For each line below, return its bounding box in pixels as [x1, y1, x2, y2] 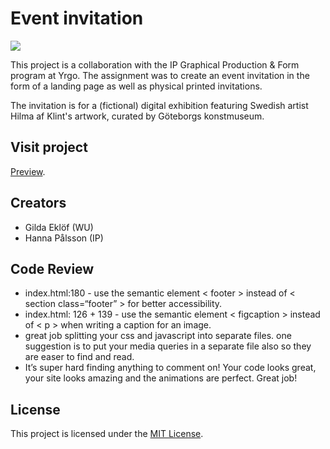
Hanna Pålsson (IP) [24, 232, 104, 244]
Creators [10, 195, 67, 212]
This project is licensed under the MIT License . [10, 428, 204, 440]
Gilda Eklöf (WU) [24, 221, 94, 233]
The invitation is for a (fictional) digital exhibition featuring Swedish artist [10, 99, 309, 111]
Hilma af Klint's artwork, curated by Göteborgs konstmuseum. [10, 110, 265, 122]
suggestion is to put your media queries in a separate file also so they [24, 340, 312, 352]
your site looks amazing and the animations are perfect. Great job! [24, 372, 298, 384]
